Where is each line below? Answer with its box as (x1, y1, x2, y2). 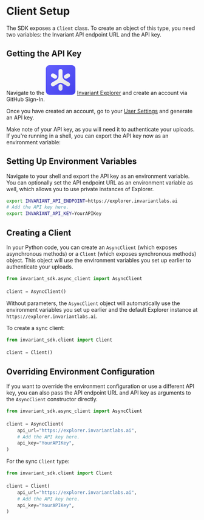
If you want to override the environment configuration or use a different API (6, 382, 195, 390)
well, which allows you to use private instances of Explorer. (6, 185, 154, 192)
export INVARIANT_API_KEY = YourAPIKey (6, 211, 102, 217)
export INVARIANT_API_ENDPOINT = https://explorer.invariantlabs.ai (6, 198, 178, 204)
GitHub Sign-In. (6, 96, 46, 103)
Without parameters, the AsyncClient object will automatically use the (6, 300, 180, 307)
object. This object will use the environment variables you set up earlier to (6, 257, 191, 264)
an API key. (6, 114, 35, 121)
